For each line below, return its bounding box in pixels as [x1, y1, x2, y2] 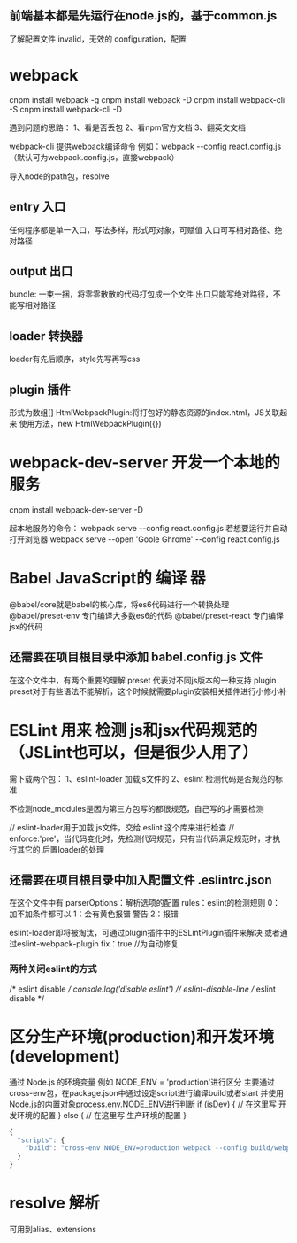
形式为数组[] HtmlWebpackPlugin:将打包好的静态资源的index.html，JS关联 [9, 407, 280, 418]
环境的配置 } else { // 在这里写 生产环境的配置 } [16, 1109, 187, 1120]
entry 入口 [9, 199, 66, 214]
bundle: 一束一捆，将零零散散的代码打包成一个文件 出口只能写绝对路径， [9, 289, 274, 299]
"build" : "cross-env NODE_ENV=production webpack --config [25, 1144, 247, 1153]
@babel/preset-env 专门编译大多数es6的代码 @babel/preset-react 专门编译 [9, 610, 285, 621]
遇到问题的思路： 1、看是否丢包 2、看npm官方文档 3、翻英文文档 [9, 122, 246, 133]
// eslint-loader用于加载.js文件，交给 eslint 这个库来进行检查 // [9, 822, 235, 832]
